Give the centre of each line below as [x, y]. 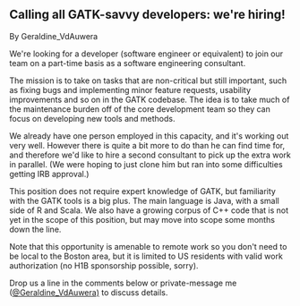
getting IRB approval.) [49, 174]
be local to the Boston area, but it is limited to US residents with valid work [146, 256]
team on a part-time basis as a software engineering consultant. [128, 63]
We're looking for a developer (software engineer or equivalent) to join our [146, 54]
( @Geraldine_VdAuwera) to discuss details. [89, 292]
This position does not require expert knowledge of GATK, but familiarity [142, 191]
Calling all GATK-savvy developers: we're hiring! [147, 15]
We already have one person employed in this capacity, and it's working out [149, 136]
